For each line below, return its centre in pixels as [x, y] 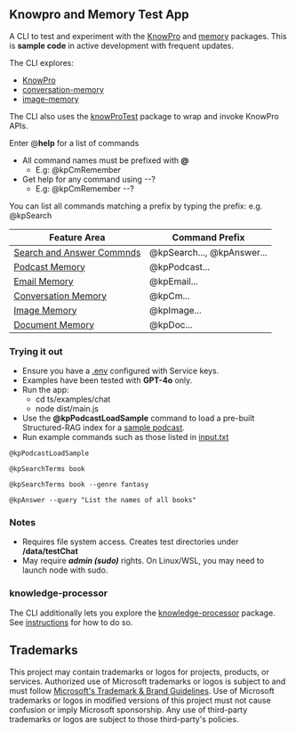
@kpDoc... [171, 324]
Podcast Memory [50, 266]
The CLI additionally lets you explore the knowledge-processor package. [142, 613]
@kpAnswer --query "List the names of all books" [103, 501]
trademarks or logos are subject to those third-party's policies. [124, 719]
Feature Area [77, 237]
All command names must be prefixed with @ [105, 160]
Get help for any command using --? [88, 179]
